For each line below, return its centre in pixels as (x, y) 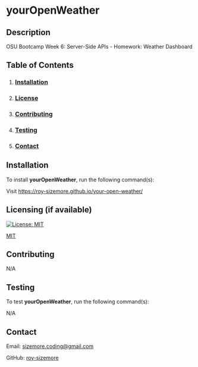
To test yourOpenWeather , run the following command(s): (78, 302)
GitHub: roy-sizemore (32, 358)
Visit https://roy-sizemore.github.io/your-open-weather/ (75, 191)
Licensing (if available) (49, 210)
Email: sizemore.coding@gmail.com (50, 346)
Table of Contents (40, 65)
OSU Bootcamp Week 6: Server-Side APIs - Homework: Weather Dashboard (99, 46)
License (26, 98)
